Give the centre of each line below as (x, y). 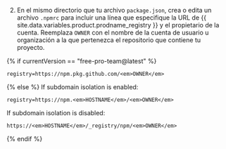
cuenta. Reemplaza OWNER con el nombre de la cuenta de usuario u (113, 32)
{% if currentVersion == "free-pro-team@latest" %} (82, 61)
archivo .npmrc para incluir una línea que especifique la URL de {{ (112, 18)
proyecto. (31, 47)
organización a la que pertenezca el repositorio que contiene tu (109, 40)
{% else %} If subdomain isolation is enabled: (73, 87)
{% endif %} (25, 139)
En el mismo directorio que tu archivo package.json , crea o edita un (114, 10)
